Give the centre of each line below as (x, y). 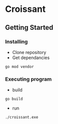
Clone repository (29, 52)
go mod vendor (20, 66)
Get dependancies (31, 58)
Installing (16, 42)
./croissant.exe (22, 118)
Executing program (29, 79)
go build (14, 99)
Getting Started (29, 28)
